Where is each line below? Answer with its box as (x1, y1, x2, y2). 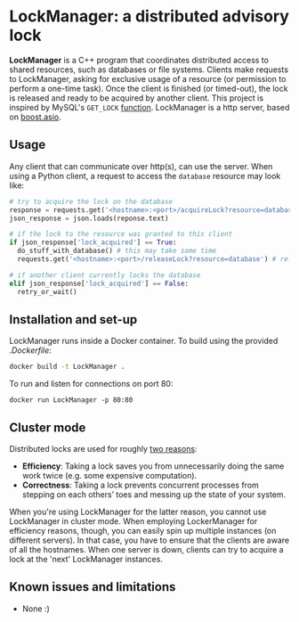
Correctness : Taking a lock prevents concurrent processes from (21, 479, 260, 490)
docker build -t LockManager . (9, 363, 125, 372)
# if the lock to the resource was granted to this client (9, 230, 233, 239)
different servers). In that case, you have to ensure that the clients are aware (9, 535, 290, 545)
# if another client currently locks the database (9, 270, 201, 280)
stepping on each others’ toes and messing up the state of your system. (21, 489, 287, 500)
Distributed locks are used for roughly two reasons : (9, 444, 198, 454)
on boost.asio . (9, 111, 62, 122)
